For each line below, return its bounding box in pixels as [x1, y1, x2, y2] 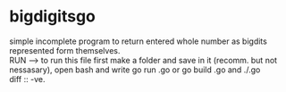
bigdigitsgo [9, 6, 97, 27]
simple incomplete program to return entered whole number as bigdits [9, 36, 268, 46]
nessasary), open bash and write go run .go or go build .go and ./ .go [9, 64, 261, 75]
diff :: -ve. [9, 73, 46, 84]
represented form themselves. [9, 45, 121, 55]
